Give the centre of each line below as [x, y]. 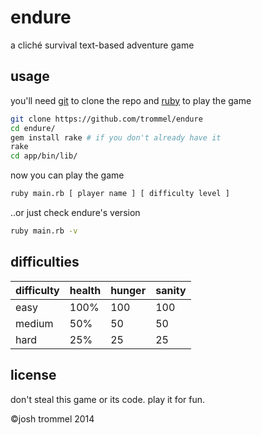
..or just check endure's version [75, 212]
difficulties [45, 262]
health [85, 290]
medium [34, 323]
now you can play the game [67, 175]
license [33, 375]
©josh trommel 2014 [52, 418]
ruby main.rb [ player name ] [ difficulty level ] [120, 194]
